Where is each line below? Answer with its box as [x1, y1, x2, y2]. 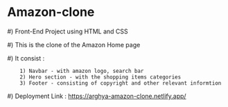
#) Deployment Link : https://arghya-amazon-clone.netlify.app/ [7, 92, 186, 100]
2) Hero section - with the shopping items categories [19, 74, 182, 81]
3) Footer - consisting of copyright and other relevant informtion [19, 79, 222, 87]
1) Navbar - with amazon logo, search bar [19, 67, 144, 74]
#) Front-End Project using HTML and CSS [7, 27, 128, 35]
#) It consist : [7, 53, 45, 63]
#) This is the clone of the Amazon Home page [7, 40, 141, 49]
